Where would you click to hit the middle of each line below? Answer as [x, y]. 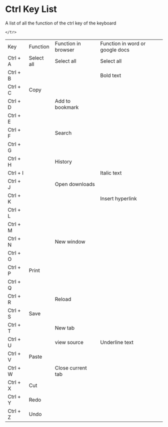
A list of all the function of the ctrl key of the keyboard [61, 23]
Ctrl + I [16, 172]
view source [69, 342]
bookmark [67, 107]
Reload [63, 299]
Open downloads [75, 184]
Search [63, 132]
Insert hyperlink [118, 198]
